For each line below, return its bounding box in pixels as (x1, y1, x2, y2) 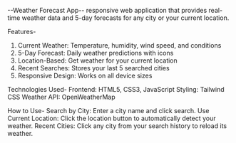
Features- (7, 28, 36, 36)
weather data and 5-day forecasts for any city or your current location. (21, 14, 230, 22)
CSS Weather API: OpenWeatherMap (7, 92, 116, 101)
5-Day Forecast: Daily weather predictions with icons (17, 49, 174, 57)
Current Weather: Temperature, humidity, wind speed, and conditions (17, 41, 222, 49)
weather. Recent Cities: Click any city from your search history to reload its (7, 122, 227, 130)
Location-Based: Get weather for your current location (17, 56, 178, 65)
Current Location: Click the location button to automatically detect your (7, 114, 216, 122)
